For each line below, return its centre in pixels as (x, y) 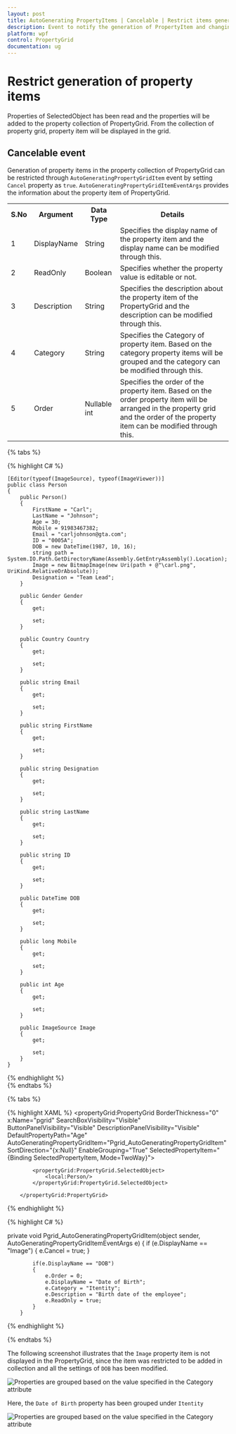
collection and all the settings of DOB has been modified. (88, 1368)
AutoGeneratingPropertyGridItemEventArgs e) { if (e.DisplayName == (107, 1243)
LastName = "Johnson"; (66, 515)
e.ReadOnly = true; (73, 1300)
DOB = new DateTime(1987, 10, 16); (85, 546)
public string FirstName (56, 725)
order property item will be (164, 399)
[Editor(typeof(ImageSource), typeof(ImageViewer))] (86, 479)
